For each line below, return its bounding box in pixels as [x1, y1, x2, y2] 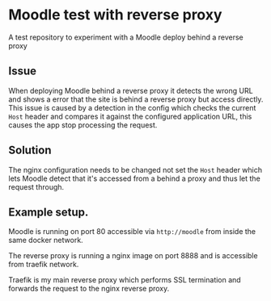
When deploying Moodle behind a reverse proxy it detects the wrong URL [8, 86, 253, 95]
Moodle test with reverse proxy [8, 6, 222, 24]
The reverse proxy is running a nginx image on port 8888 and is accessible [8, 251, 258, 261]
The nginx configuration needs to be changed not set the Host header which [8, 165, 263, 174]
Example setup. [8, 205, 89, 219]
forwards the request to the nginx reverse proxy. [8, 284, 170, 294]
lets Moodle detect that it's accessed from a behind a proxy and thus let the [8, 173, 260, 183]
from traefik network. [8, 260, 79, 270]
